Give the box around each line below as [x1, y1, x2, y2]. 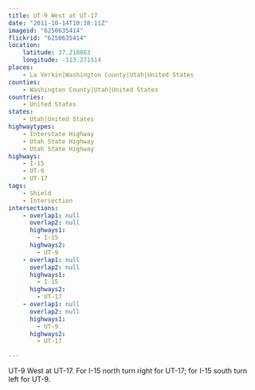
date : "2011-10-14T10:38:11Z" [8, 19, 109, 27]
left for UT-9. [8, 375, 51, 384]
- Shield [22, 189, 52, 197]
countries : [8, 93, 45, 101]
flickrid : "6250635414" [8, 33, 88, 42]
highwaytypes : [8, 123, 56, 131]
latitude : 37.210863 [22, 49, 91, 57]
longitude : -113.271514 [22, 57, 102, 64]
